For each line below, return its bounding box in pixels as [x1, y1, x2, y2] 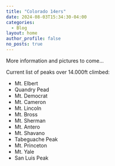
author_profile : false [6, 36, 61, 41]
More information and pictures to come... [6, 57, 104, 64]
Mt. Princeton [14, 141, 48, 149]
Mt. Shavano [14, 129, 45, 136]
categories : [6, 19, 35, 25]
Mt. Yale [14, 148, 35, 155]
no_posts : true [6, 41, 43, 47]
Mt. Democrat [14, 92, 48, 99]
